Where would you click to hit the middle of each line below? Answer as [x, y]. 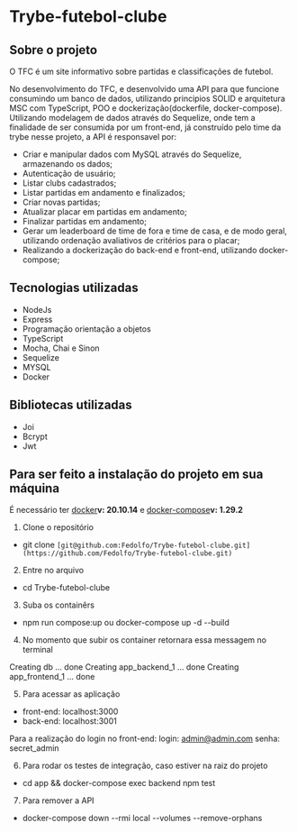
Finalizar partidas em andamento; [84, 221]
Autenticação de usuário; [69, 174]
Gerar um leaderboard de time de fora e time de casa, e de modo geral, [155, 231]
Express [37, 319]
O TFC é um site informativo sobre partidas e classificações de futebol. [141, 71]
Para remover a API [58, 800]
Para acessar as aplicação [71, 694]
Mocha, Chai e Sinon [61, 348]
